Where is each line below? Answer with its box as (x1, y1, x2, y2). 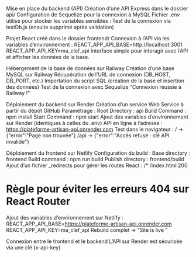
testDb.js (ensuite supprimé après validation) (6, 23, 114, 30)
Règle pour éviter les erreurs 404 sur (6, 182, 190, 196)
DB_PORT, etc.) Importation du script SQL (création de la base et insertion (6, 77, 184, 84)
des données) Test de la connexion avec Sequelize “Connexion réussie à (6, 84, 181, 90)
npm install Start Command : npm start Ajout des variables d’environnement (6, 113, 188, 120)
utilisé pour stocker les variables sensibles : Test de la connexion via (6, 18, 171, 24)
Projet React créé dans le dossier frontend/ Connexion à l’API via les (6, 35, 170, 41)
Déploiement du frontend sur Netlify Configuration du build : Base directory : (6, 150, 191, 157)
